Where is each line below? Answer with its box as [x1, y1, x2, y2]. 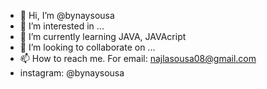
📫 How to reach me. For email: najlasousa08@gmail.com [19, 53, 257, 64]
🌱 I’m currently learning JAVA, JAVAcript [19, 31, 187, 42]
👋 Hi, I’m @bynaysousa [19, 10, 115, 21]
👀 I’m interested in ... [19, 20, 105, 32]
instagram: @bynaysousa [19, 67, 125, 79]
